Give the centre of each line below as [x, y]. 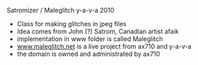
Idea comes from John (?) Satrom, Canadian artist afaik [98, 31]
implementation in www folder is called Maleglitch [90, 39]
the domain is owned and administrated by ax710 [88, 54]
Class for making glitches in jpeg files [72, 24]
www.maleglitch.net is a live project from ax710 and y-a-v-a [104, 46]
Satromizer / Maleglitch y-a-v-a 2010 [60, 10]
